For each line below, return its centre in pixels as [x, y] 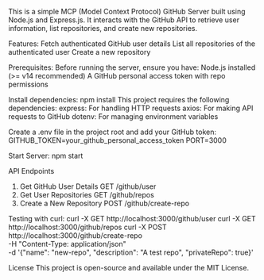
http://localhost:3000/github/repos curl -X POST [87, 227]
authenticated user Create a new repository [80, 52]
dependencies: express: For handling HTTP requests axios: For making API [131, 108]
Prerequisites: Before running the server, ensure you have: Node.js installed [132, 67]
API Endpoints [31, 171]
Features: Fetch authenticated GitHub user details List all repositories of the [132, 44]
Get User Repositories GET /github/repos [87, 195]
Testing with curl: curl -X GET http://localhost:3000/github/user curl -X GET [132, 219]
